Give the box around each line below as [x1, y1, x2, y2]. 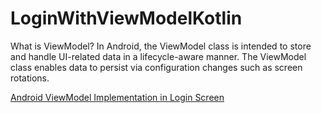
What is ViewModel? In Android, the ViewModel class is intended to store [10, 40, 312, 52]
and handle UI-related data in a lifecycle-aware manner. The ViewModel [10, 50, 307, 62]
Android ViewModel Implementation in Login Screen [10, 91, 225, 103]
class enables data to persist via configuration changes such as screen [10, 61, 303, 73]
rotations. [10, 72, 50, 84]
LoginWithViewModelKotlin [10, 7, 243, 30]
